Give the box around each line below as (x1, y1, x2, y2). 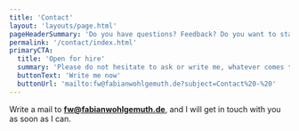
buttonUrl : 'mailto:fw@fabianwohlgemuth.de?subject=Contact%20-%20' (17, 79, 277, 88)
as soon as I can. (9, 113, 71, 124)
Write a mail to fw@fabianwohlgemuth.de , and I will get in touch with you (9, 103, 282, 114)
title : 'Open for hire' (17, 54, 105, 63)
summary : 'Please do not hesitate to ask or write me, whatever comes (17, 63, 285, 72)
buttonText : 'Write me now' (17, 71, 122, 80)
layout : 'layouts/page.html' (9, 21, 117, 30)
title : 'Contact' (9, 12, 74, 22)
